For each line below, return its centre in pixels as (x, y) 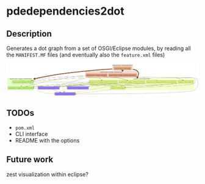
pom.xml (25, 128)
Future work (30, 160)
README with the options (47, 140)
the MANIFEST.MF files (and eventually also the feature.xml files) (86, 55)
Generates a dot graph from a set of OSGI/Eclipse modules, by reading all (99, 48)
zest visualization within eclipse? (47, 174)
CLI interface (31, 134)
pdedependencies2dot (65, 11)
